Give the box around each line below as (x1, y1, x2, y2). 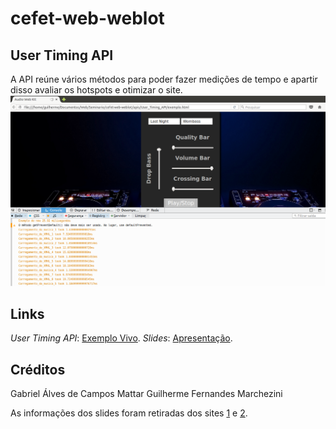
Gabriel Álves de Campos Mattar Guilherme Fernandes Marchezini (10, 388, 283, 400)
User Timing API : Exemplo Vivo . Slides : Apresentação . (10, 332, 233, 344)
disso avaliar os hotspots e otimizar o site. (10, 84, 183, 96)
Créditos (10, 361, 66, 378)
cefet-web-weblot (10, 7, 165, 30)
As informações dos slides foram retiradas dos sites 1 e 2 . (10, 407, 248, 419)
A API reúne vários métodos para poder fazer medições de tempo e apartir (10, 73, 318, 85)
